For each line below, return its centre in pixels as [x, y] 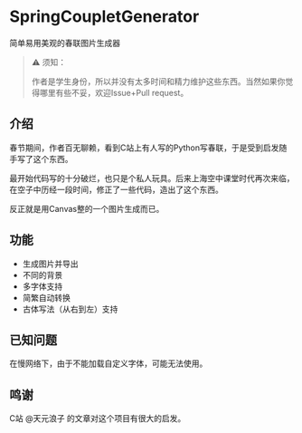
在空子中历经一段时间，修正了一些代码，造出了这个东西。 [116, 189]
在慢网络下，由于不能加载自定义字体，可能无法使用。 [109, 363]
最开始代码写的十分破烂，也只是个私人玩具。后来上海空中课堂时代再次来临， [152, 178]
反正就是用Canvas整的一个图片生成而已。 [87, 208]
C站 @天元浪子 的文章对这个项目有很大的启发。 [98, 419]
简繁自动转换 [46, 297]
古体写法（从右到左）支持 [70, 309]
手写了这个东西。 [41, 159]
